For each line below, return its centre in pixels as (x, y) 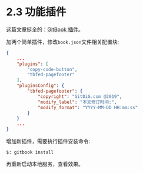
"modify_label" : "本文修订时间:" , (77, 102)
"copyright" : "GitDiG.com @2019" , (80, 96)
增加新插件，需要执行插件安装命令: (48, 141)
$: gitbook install (30, 152)
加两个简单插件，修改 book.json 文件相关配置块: (63, 42)
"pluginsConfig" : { (41, 86)
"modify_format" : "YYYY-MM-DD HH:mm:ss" (88, 107)
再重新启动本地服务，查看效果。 (45, 164)
